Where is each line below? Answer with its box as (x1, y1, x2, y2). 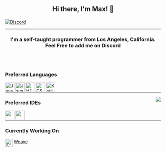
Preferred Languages (5, 71, 57, 78)
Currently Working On (5, 127, 59, 134)
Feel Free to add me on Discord (45, 42, 121, 49)
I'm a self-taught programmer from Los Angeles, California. (10, 36, 156, 43)
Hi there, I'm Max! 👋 (52, 5, 114, 13)
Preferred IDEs (5, 99, 41, 106)
